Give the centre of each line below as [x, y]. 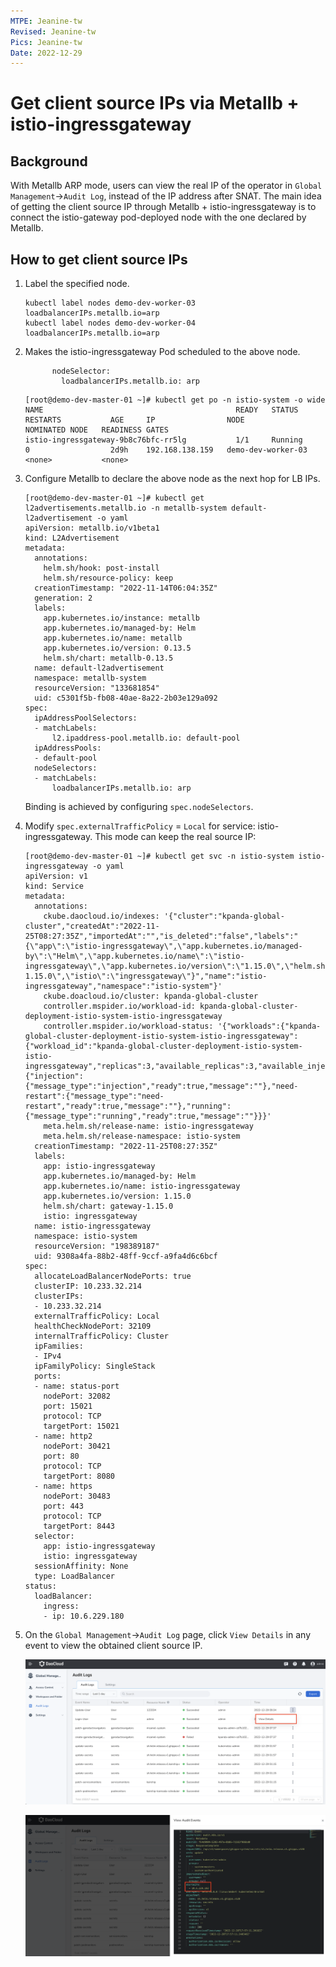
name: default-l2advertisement [99, 668]
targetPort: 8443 [79, 1526]
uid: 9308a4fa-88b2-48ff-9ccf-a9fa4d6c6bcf [126, 1256]
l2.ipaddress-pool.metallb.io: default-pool [146, 738]
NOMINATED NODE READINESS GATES [96, 430]
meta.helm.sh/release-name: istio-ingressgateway [148, 1126]
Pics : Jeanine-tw [46, 42]
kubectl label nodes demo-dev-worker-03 [110, 303]
